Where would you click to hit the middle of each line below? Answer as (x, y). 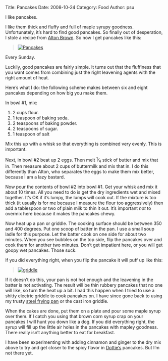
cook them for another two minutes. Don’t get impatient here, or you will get (84, 245)
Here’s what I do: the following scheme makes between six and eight (76, 87)
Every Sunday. (20, 57)
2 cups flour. (26, 112)
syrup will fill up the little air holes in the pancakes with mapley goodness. (82, 327)
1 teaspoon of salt (31, 134)
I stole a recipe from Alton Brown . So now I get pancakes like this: (73, 38)
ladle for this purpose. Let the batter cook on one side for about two (76, 234)
